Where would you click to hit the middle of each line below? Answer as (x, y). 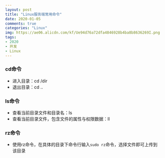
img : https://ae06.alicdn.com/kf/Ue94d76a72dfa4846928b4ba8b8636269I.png (83, 33)
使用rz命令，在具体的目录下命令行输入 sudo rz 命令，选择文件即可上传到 (85, 145)
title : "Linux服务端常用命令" (34, 14)
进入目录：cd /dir (30, 81)
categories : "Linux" (26, 28)
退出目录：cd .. (28, 87)
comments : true (21, 23)
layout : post (19, 10)
